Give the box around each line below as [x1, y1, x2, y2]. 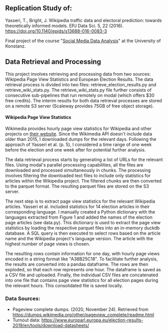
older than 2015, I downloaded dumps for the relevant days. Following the [5, 136, 156, 142]
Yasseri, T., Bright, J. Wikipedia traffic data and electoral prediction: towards [5, 17, 162, 23]
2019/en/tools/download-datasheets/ [12, 322, 89, 328]
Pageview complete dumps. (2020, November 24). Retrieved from [12, 306, 148, 312]
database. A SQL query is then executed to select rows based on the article [5, 230, 161, 236]
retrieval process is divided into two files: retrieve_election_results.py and [5, 81, 156, 87]
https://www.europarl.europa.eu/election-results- [41, 317, 143, 323]
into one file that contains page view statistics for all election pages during [5, 277, 158, 283]
